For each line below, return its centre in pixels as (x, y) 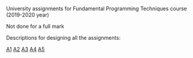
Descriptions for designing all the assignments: (63, 38)
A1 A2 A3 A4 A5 (25, 49)
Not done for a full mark (35, 26)
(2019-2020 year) (28, 15)
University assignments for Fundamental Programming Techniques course (97, 9)
